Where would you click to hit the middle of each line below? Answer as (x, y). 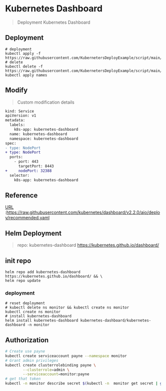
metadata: (15, 120)
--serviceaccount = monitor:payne (56, 374)
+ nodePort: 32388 (28, 171)
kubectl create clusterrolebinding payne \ (51, 365)
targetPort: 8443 (36, 166)
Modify (17, 90)
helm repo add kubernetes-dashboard (43, 272)
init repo (18, 260)
